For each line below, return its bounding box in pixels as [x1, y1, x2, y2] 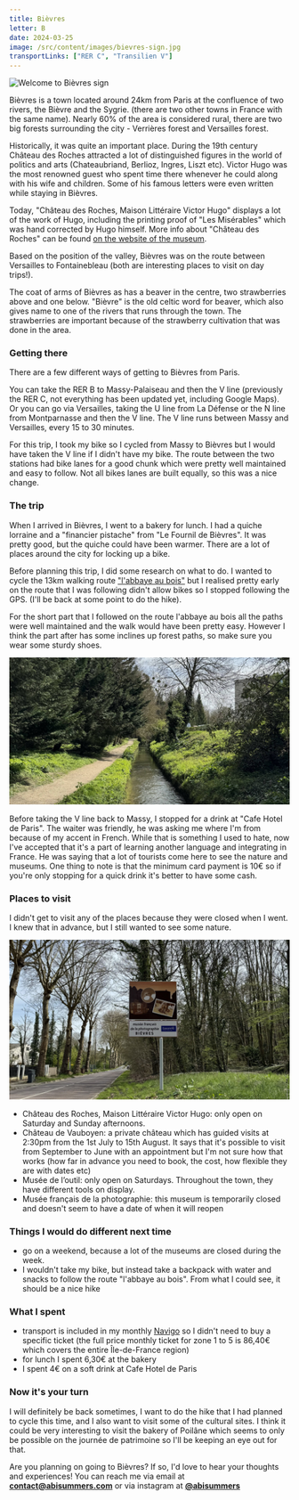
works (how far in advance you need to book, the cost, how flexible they [21, 1155, 287, 1166]
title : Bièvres [9, 14, 66, 23]
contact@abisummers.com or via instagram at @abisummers [9, 1480, 240, 1491]
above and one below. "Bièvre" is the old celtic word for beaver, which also [9, 297, 284, 307]
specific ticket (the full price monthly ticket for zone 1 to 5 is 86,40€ [21, 1335, 271, 1346]
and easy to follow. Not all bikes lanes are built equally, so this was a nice [9, 468, 278, 478]
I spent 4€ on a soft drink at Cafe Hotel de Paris [21, 1364, 198, 1374]
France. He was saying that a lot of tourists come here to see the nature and [9, 852, 288, 862]
